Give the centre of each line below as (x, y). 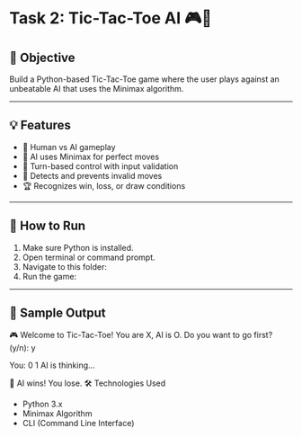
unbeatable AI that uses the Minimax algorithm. (97, 89)
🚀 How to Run (48, 226)
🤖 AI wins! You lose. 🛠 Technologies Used (88, 383)
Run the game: (49, 276)
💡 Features (40, 125)
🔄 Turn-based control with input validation (100, 166)
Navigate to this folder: (65, 266)
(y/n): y (22, 348)
